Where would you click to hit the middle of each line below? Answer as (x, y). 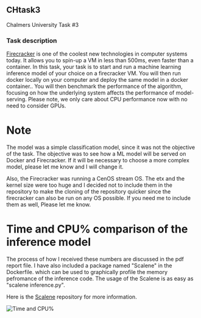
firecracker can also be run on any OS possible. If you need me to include (98, 198)
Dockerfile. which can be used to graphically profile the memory (87, 272)
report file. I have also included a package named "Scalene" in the (89, 266)
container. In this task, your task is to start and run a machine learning (94, 67)
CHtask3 (23, 10)
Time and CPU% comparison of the (97, 229)
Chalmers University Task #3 (43, 24)
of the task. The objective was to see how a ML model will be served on (96, 154)
